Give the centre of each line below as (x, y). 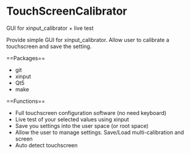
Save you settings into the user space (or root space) (82, 125)
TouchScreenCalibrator (67, 11)
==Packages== (26, 58)
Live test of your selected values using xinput (72, 119)
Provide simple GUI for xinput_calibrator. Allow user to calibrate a (88, 40)
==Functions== (26, 101)
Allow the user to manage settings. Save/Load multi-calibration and (100, 132)
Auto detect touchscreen (46, 145)
